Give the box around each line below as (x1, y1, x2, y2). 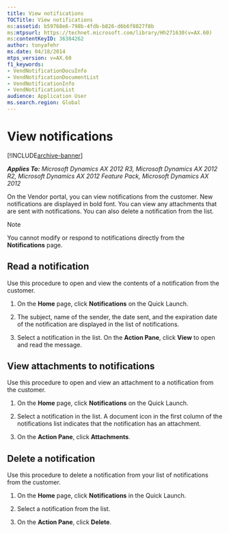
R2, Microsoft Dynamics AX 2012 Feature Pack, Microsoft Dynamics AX (7, 172, 209, 180)
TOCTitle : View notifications (7, 16, 94, 23)
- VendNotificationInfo (7, 80, 75, 87)
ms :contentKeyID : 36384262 (7, 36, 84, 42)
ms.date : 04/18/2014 (7, 49, 66, 55)
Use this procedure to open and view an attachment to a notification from (7, 378, 214, 387)
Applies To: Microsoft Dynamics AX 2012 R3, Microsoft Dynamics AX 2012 (7, 164, 218, 173)
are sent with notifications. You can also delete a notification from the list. (7, 207, 214, 215)
